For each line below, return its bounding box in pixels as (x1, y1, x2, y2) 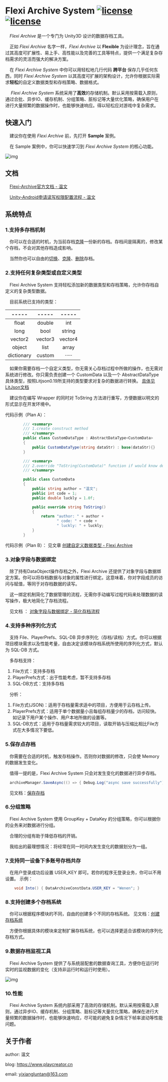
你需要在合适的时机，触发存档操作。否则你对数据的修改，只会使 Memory (9, 753, 159, 759)
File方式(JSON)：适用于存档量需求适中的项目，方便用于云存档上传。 (12, 702, 153, 708)
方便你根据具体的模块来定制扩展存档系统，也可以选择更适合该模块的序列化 (9, 928, 163, 934)
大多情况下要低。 (21, 727, 56, 733)
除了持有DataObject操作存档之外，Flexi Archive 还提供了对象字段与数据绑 (9, 569, 161, 575)
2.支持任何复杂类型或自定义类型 (5, 269, 82, 277)
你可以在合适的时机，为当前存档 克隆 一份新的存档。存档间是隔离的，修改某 (9, 238, 163, 245)
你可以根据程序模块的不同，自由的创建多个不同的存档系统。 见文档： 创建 (9, 911, 160, 917)
